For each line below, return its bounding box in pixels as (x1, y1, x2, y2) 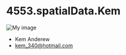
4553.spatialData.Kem (6, 4, 121, 18)
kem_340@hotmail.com (14, 42, 73, 49)
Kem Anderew (14, 35, 50, 42)
